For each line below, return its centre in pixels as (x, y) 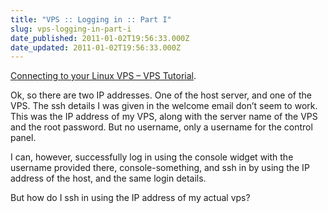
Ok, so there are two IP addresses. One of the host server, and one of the (161, 95)
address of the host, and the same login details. (108, 178)
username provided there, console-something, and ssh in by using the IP (160, 168)
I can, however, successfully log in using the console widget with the (152, 157)
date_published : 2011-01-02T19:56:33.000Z (100, 38)
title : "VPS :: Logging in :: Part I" (91, 19)
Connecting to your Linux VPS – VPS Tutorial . (103, 76)
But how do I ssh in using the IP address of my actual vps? (130, 198)
